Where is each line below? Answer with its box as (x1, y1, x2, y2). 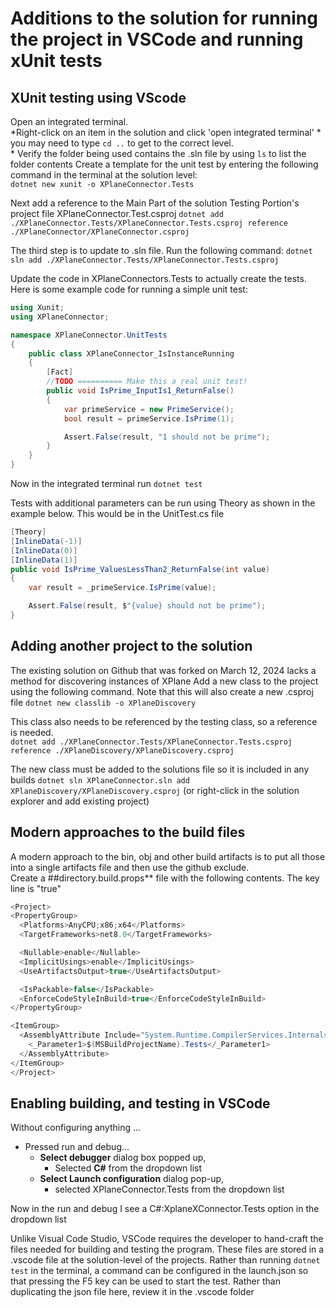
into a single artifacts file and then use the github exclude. (10, 861, 250, 873)
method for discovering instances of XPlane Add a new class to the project (10, 675, 319, 687)
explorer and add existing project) (10, 795, 150, 807)
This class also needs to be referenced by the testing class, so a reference (10, 715, 318, 727)
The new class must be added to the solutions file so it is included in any (10, 763, 310, 775)
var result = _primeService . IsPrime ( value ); (28, 583, 217, 593)
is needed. (10, 726, 54, 738)
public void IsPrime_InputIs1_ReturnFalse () (46, 386, 235, 396)
